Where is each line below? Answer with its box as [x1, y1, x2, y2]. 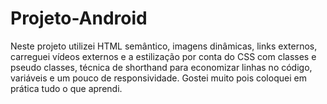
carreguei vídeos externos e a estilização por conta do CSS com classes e [10, 50, 317, 62]
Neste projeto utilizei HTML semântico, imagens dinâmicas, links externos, [10, 40, 318, 52]
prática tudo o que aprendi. [10, 82, 123, 94]
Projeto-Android [10, 7, 148, 30]
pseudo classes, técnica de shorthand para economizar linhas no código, [10, 61, 313, 73]
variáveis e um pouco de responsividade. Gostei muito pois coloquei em [10, 72, 307, 84]
